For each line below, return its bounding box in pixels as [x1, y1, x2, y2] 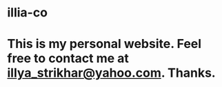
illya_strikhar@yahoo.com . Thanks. [7, 65, 216, 81]
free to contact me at [7, 51, 130, 66]
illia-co [7, 5, 48, 21]
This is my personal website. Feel [7, 36, 202, 52]
